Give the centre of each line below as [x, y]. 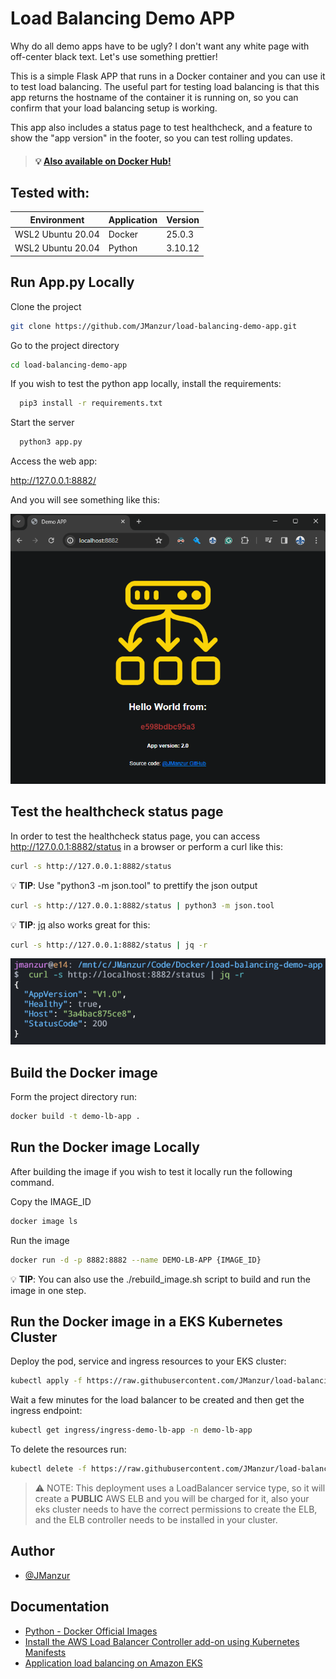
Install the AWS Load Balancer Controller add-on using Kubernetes [162, 1641]
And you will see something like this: [85, 500]
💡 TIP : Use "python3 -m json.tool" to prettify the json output [134, 885]
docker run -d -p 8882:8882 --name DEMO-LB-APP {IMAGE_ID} [136, 1260]
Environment [57, 219]
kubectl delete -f [48, 1469]
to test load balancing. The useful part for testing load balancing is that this [165, 86]
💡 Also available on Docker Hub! [103, 161]
